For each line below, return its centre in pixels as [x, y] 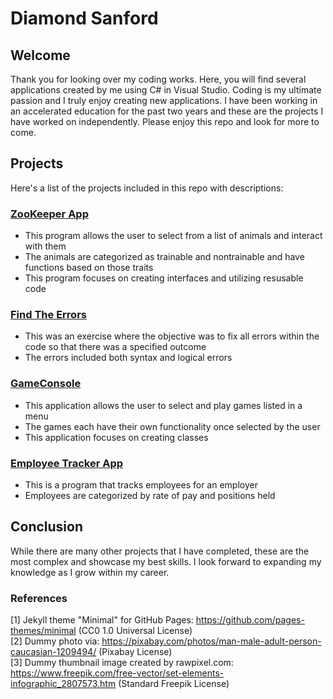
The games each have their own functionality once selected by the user [172, 426]
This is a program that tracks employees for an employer [141, 485]
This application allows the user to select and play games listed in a [163, 405]
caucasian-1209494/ [53, 652]
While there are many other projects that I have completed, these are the [160, 551]
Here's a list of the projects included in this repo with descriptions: [147, 188]
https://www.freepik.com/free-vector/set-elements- [117, 673]
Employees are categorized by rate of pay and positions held [150, 495]
